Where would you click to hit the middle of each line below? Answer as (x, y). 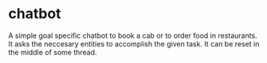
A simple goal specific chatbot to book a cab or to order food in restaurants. (133, 35)
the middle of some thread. (53, 52)
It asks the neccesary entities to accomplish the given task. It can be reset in (134, 43)
